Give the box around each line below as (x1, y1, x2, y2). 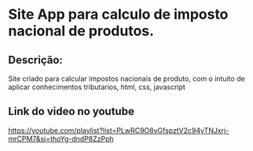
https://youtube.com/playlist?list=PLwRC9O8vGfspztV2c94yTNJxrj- (8, 125, 229, 135)
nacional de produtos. (8, 22, 155, 40)
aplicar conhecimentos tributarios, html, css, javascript (8, 82, 186, 92)
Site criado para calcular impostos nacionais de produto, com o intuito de (8, 74, 245, 83)
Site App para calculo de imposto (8, 5, 229, 23)
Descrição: (8, 53, 63, 67)
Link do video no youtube (8, 105, 135, 118)
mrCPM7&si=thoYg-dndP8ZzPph (8, 134, 114, 143)
